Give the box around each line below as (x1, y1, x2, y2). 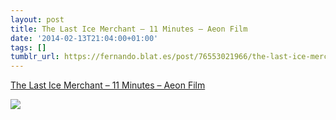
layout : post (10, 14, 65, 25)
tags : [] (10, 42, 47, 53)
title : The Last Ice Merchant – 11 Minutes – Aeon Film (10, 24, 248, 34)
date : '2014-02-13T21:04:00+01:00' (10, 33, 159, 43)
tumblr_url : (10, 52, 60, 62)
